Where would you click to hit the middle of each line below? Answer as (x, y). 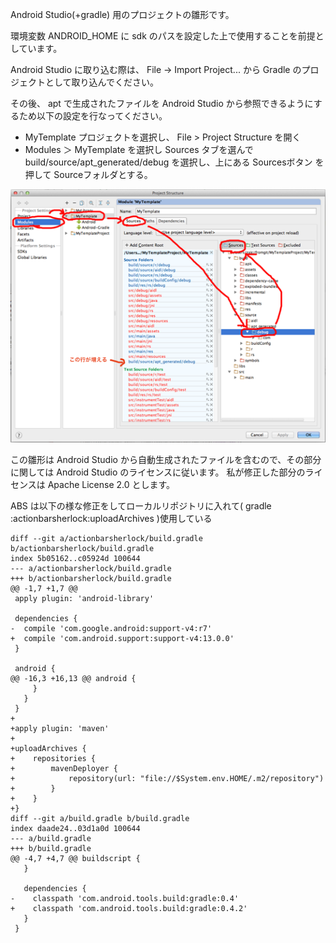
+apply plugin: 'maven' (60, 729)
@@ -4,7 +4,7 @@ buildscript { (75, 859)
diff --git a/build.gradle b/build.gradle (100, 819)
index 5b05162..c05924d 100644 (75, 559)
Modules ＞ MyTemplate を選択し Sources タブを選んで (139, 149)
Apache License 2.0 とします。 (111, 485)
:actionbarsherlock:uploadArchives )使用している (111, 519)
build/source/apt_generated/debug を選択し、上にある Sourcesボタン (168, 162)
